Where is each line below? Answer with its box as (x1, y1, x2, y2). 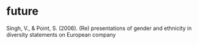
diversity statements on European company (6, 31, 116, 38)
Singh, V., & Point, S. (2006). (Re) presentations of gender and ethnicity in (6, 24, 192, 32)
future (6, 4, 38, 18)
